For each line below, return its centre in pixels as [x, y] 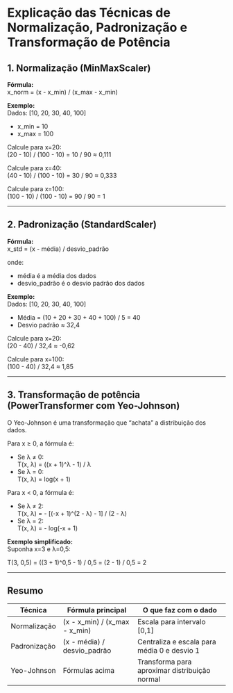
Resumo [25, 591]
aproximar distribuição [174, 671]
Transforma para [165, 662]
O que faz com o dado [180, 610]
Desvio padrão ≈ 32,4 [49, 325]
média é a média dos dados [57, 275]
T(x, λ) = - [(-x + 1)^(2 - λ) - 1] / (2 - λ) [72, 513]
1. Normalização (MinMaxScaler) [79, 68]
